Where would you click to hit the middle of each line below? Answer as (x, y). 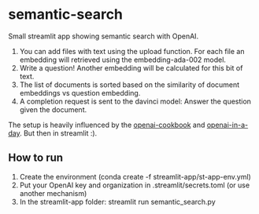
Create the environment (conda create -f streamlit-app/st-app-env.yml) (135, 176)
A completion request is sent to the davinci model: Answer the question (135, 101)
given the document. (53, 109)
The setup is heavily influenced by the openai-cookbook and (107, 125)
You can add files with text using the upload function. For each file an (132, 51)
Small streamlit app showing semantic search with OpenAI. (104, 36)
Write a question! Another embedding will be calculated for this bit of (131, 67)
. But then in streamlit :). (58, 133)
